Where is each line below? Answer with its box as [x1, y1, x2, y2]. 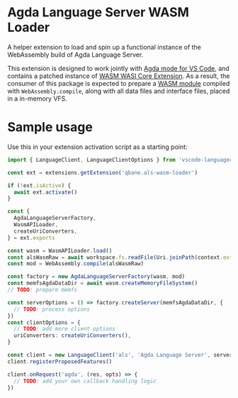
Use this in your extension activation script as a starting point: [7, 143, 188, 151]
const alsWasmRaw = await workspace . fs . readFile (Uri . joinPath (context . [7, 253, 223, 261]
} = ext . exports [7, 234, 55, 241]
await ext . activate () [13, 189, 78, 196]
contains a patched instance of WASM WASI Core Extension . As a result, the [7, 72, 230, 80]
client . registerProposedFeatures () [7, 358, 113, 365]
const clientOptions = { [7, 319, 81, 326]
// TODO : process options [13, 306, 91, 313]
